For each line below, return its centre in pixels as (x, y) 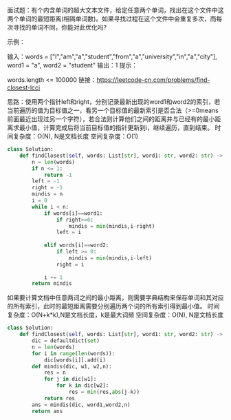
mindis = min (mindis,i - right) (112, 226)
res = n (55, 373)
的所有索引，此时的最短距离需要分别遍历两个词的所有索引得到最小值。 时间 (113, 306)
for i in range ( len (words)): (74, 353)
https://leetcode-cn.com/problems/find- (154, 80)
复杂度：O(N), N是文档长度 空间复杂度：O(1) (76, 136)
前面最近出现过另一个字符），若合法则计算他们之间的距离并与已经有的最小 (111, 119)
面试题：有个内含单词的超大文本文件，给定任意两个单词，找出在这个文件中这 (115, 10)
